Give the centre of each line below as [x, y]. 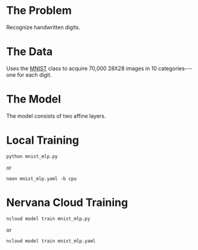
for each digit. [35, 75]
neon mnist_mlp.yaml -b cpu [42, 179]
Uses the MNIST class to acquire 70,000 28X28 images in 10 [81, 68]
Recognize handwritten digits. [43, 27]
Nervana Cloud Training [67, 202]
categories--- [175, 68]
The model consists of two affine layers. [56, 116]
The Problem [39, 11]
